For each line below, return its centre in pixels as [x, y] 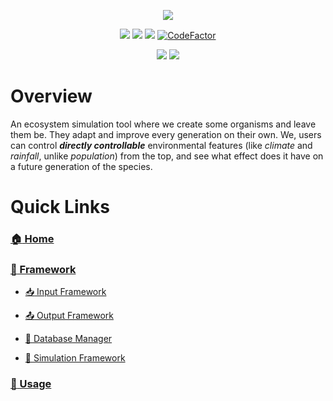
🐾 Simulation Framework [75, 358]
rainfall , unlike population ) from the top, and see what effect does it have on [167, 156]
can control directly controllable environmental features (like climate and [161, 145]
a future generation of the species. [81, 166]
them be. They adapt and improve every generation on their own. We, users [166, 134]
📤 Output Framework [69, 316]
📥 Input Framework [65, 292]
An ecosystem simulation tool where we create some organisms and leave [163, 124]
